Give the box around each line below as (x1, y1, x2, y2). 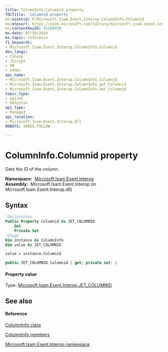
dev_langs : (5, 49, 28, 54)
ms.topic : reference (5, 36, 48, 41)
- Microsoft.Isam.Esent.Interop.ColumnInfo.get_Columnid (5, 82, 126, 87)
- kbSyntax (5, 101, 28, 106)
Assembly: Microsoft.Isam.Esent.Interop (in (5, 181, 96, 187)
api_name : (5, 73, 26, 78)
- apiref (5, 96, 23, 101)
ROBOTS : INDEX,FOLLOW (5, 124, 50, 129)
